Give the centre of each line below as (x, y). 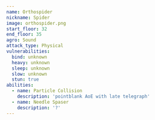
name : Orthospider (29, 12)
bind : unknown (29, 57)
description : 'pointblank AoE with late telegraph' (84, 96)
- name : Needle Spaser (40, 102)
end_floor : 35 (24, 35)
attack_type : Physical (35, 46)
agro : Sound (21, 40)
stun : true (25, 79)
